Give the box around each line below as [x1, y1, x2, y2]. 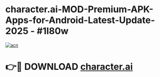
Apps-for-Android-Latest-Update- [5, 14, 155, 26]
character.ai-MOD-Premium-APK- [5, 4, 154, 15]
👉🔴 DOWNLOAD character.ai [5, 61, 133, 72]
